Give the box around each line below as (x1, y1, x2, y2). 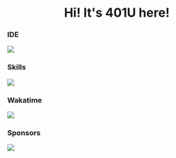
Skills (7, 63, 26, 72)
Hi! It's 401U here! (63, 5, 170, 21)
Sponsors (7, 128, 41, 137)
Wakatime (7, 95, 42, 105)
